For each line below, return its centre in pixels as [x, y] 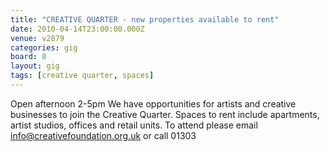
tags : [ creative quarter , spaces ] [82, 76]
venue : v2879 [37, 38]
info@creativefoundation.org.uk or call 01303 [103, 135]
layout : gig [35, 66]
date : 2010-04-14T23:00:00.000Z [77, 29]
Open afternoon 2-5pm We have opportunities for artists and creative [153, 103]
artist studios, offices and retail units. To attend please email [134, 125]
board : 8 [28, 57]
